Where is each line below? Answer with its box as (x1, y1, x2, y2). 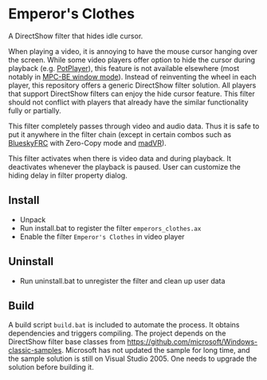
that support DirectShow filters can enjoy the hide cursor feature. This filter (8, 88, 255, 98)
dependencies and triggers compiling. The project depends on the (8, 328, 226, 339)
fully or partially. (8, 105, 61, 116)
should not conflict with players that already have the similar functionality (8, 97, 249, 107)
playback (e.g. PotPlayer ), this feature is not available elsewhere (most (8, 63, 240, 72)
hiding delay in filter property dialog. (8, 170, 128, 180)
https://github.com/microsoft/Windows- (127, 337, 258, 347)
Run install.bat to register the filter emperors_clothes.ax (19, 223, 202, 233)
